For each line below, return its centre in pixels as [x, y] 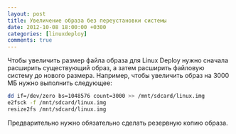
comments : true [30, 40]
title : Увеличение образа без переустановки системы [87, 21]
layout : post [27, 14]
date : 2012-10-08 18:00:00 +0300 [57, 27]
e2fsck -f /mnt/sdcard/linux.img [57, 103]
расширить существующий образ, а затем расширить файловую [106, 68]
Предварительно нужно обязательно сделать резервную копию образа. [118, 123]
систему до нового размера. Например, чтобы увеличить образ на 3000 [118, 76]
